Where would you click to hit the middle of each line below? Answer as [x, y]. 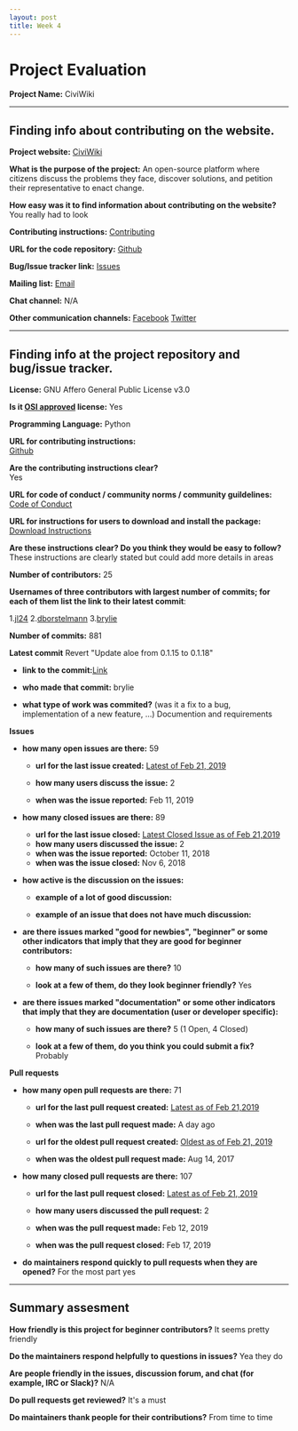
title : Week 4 [35, 26]
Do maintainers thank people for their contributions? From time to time [141, 1417]
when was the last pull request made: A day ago [125, 1124]
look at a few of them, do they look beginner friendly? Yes [144, 985]
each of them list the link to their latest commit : [98, 602]
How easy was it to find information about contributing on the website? [143, 205]
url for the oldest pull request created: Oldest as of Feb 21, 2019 [154, 1142]
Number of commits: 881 [55, 636]
